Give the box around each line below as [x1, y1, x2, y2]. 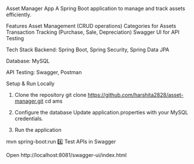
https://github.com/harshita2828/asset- [87, 92, 183, 98]
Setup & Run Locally [6, 80, 55, 87]
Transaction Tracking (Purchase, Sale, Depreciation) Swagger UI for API [6, 29, 180, 36]
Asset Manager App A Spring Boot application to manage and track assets [6, 5, 186, 12]
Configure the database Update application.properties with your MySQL [14, 109, 189, 116]
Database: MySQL [6, 58, 50, 64]
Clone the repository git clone [14, 92, 87, 98]
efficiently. [6, 11, 32, 18]
